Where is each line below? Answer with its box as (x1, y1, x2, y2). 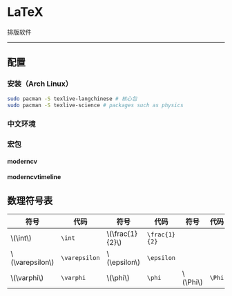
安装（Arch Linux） (7, 79, 73, 89)
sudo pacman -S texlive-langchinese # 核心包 (7, 95, 137, 102)
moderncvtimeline (7, 173, 61, 181)
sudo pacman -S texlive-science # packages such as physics (7, 102, 184, 109)
